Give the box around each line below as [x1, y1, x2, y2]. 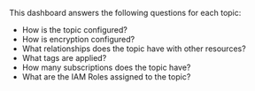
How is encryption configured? [21, 34, 135, 44]
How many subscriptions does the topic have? [21, 62, 191, 72]
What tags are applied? [21, 53, 107, 63]
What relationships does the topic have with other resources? [21, 43, 246, 54]
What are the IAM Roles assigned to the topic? [21, 72, 191, 82]
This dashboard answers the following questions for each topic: [9, 8, 242, 18]
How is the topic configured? [21, 25, 128, 34]
